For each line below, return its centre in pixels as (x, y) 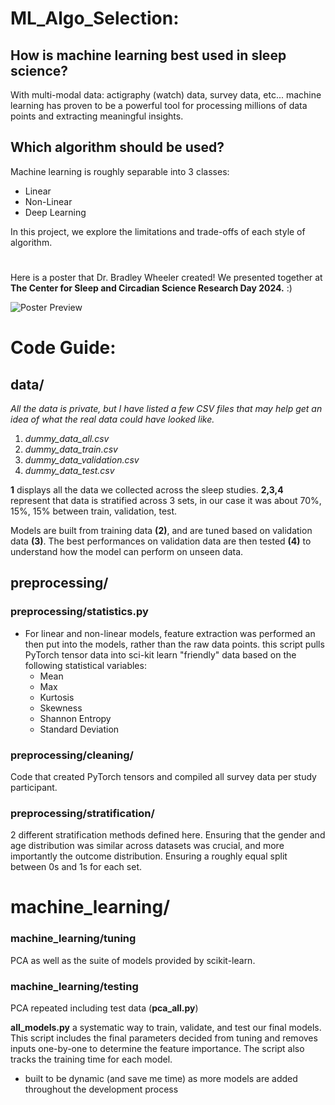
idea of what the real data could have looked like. (112, 419)
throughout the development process (101, 1089)
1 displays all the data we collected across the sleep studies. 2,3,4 (147, 490)
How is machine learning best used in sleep (148, 55)
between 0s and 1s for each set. (76, 867)
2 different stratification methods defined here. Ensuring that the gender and (168, 835)
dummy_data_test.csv (69, 470)
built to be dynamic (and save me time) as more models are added (161, 1079)
